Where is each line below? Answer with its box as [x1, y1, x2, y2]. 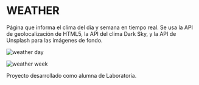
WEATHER [6, 4, 60, 18]
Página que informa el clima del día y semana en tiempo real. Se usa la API [6, 24, 194, 31]
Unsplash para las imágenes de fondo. [6, 36, 103, 44]
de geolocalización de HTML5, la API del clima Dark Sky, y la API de [6, 30, 176, 37]
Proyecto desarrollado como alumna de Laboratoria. [6, 72, 137, 79]
